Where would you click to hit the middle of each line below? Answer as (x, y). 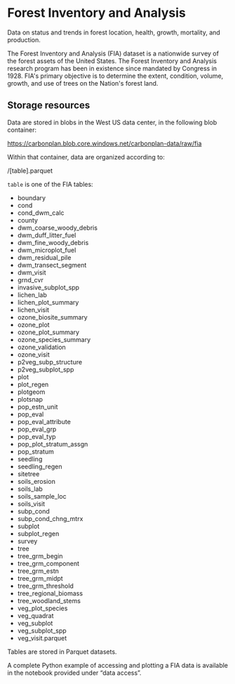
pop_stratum (35, 452)
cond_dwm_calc (41, 213)
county (28, 220)
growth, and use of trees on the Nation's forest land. (83, 83)
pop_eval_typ (36, 436)
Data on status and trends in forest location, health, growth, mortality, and (114, 32)
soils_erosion (36, 481)
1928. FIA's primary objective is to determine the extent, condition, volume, (115, 76)
